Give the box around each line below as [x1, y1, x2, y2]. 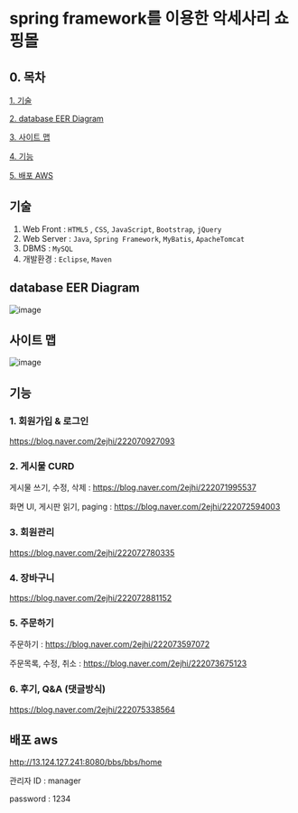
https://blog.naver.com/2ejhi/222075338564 [9, 704, 176, 715]
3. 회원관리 [9, 526, 55, 539]
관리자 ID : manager [9, 775, 81, 786]
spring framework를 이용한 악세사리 [9, 8, 271, 29]
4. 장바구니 [9, 571, 55, 584]
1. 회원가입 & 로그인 [9, 414, 88, 427]
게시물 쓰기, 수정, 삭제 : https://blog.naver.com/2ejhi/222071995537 [9, 482, 257, 493]
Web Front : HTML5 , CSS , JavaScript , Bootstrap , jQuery [22, 223, 222, 235]
